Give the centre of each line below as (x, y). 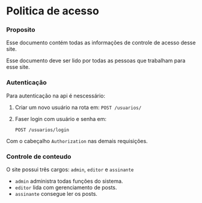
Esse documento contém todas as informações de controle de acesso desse (101, 43)
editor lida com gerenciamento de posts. (66, 187)
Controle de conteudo (39, 156)
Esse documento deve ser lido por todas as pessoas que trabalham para (96, 60)
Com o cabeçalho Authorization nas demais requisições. (77, 141)
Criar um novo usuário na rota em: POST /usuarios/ (78, 107)
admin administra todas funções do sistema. (69, 181)
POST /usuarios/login (42, 130)
